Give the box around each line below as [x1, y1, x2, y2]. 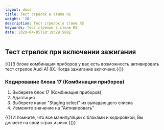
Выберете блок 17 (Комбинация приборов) [12, 89, 102, 95]
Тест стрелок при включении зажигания [5, 48, 136, 56]
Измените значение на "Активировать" [12, 105, 94, 111]
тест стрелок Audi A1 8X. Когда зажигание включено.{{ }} [5, 66, 124, 72]
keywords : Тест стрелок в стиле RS [5, 25, 78, 30]
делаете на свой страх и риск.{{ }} [5, 120, 76, 126]
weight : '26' [5, 16, 32, 21]
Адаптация [12, 95, 35, 101]
